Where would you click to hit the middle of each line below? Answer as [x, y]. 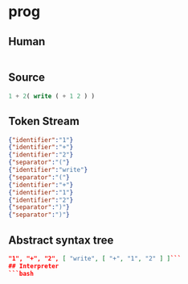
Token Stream [44, 121]
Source [27, 78]
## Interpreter [34, 266]
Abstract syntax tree [61, 240]
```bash [21, 274]
